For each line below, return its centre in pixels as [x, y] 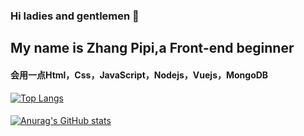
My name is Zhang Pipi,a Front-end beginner [152, 48]
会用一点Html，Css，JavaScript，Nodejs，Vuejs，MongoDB [139, 75]
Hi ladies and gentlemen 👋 [75, 16]
